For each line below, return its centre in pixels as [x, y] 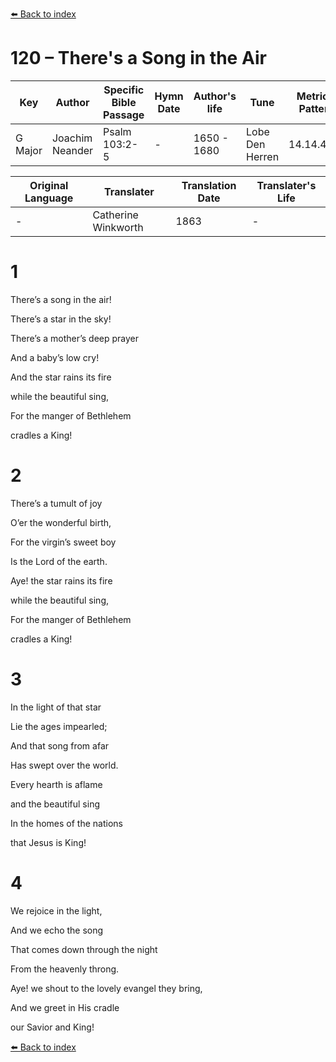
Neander [72, 150]
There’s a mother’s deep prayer [75, 338]
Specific [124, 90]
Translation [209, 185]
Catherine [115, 215]
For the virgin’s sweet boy [63, 542]
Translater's [286, 185]
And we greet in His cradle [65, 1007]
